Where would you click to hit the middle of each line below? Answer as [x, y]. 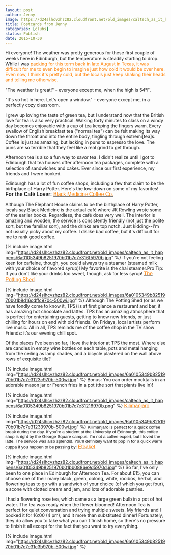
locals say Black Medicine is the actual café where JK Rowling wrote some [83, 210]
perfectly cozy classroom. [33, 105]
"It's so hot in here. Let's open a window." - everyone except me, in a [78, 99]
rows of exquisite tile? [28, 359]
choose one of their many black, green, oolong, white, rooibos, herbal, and [83, 478]
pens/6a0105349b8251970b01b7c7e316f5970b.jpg [59, 257]
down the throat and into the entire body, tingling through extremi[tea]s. [80, 136]
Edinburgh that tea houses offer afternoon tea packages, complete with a [82, 162]
